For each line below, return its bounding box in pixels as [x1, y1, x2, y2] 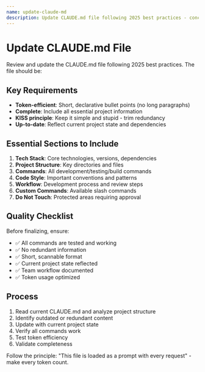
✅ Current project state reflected [15, 260, 98, 267]
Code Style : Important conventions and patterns [15, 174, 137, 182]
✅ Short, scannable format [15, 252, 82, 260]
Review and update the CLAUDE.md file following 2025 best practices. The [6, 61, 195, 68]
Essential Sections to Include [6, 138, 119, 149]
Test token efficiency [15, 334, 68, 341]
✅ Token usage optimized [15, 273, 81, 281]
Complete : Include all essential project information [15, 108, 143, 115]
